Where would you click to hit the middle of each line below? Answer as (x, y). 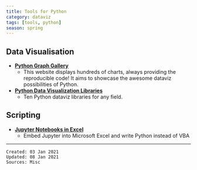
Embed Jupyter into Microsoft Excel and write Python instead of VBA (106, 135)
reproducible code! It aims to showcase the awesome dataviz (97, 78)
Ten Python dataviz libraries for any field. (73, 97)
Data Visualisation (40, 51)
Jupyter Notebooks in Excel (49, 129)
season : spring (25, 28)
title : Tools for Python (36, 11)
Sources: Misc (23, 162)
